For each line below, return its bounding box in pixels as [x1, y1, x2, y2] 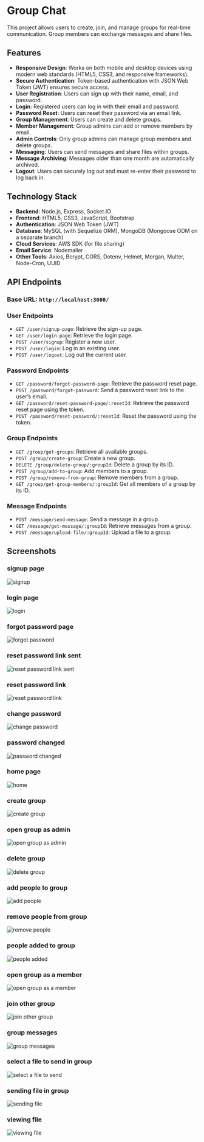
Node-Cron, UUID [15, 259, 61, 266]
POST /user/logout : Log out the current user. [15, 351, 127, 359]
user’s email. [15, 393, 48, 400]
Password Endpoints [7, 366, 69, 375]
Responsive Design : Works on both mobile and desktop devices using [15, 64, 192, 71]
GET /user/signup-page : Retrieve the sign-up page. [15, 325, 143, 333]
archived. [15, 161, 39, 168]
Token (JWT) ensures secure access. [15, 83, 110, 91]
